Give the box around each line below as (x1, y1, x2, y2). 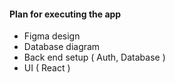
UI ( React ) (23, 62, 71, 74)
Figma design (23, 30, 81, 42)
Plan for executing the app (9, 8, 122, 20)
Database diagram (23, 41, 101, 53)
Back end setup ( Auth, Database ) (23, 51, 166, 64)
